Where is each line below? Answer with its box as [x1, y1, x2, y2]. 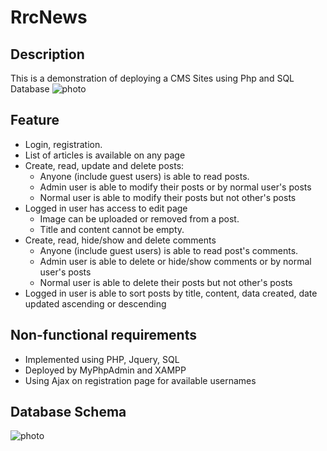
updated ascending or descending [24, 297, 167, 310]
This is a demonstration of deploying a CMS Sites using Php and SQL [10, 72, 295, 84]
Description [10, 46, 85, 63]
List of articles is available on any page [24, 149, 186, 161]
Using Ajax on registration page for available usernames [24, 374, 257, 386]
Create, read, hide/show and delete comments [24, 234, 217, 246]
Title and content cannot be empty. [39, 223, 185, 235]
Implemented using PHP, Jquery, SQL [24, 353, 180, 365]
